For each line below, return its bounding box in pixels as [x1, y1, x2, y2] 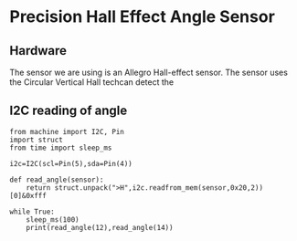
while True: [9, 207, 55, 216]
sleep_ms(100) [26, 215, 80, 225]
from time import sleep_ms [9, 143, 112, 152]
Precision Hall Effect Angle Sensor [9, 6, 276, 27]
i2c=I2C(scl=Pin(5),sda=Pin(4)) [9, 159, 133, 168]
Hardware [9, 43, 67, 58]
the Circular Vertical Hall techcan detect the [9, 77, 175, 88]
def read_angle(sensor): [9, 175, 104, 184]
